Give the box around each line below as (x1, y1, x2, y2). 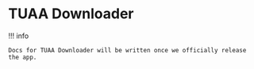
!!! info (8, 31, 29, 40)
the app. (8, 53, 37, 61)
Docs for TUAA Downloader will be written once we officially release (8, 46, 247, 54)
